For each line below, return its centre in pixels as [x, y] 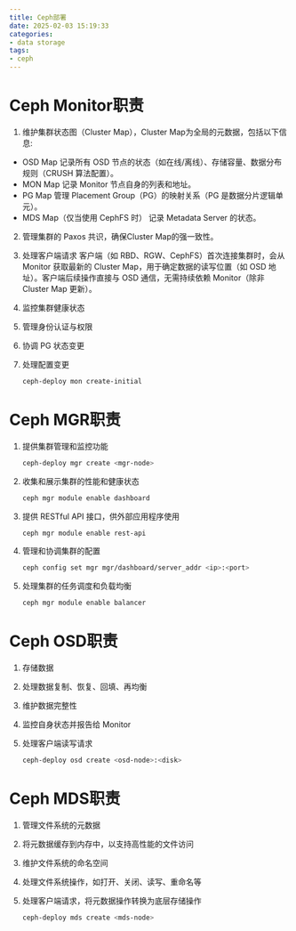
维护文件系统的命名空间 [65, 862]
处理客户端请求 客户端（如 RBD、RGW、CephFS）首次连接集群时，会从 [153, 255]
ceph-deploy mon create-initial [82, 381]
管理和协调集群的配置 [61, 551]
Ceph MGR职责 [65, 420]
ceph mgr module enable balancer [84, 603]
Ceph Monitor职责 [76, 105]
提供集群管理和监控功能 [65, 446]
